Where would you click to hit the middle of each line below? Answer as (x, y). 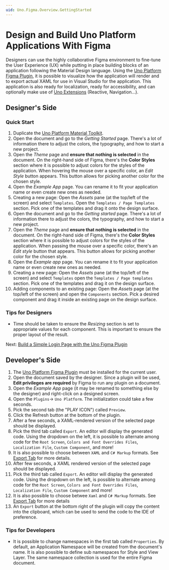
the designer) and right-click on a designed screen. (66, 394)
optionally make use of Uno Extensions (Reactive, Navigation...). (72, 92)
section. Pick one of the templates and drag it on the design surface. (84, 283)
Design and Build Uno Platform (71, 35)
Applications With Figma (58, 45)
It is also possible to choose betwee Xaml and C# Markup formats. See (84, 496)
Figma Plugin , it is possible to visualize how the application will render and (82, 76)
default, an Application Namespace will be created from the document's (88, 547)
